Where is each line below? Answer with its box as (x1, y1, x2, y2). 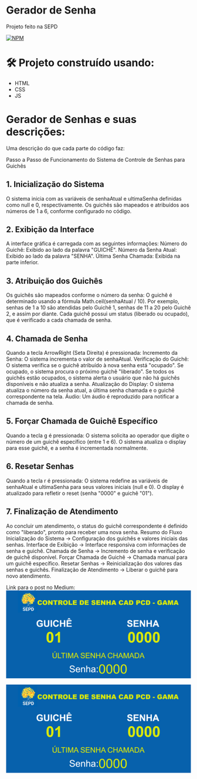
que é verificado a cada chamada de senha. (6, 317, 113, 324)
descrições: (6, 125, 66, 139)
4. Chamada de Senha (6, 334, 88, 344)
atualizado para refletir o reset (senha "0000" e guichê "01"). (6, 490, 154, 497)
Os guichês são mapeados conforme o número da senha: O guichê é (6, 292, 172, 299)
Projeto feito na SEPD (6, 23, 58, 30)
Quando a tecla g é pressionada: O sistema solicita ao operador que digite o (6, 432, 189, 439)
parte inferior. (6, 259, 39, 266)
